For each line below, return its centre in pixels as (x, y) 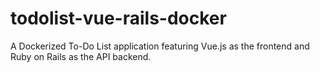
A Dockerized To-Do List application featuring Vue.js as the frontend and (160, 46)
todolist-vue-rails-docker (118, 18)
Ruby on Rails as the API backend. (81, 56)
